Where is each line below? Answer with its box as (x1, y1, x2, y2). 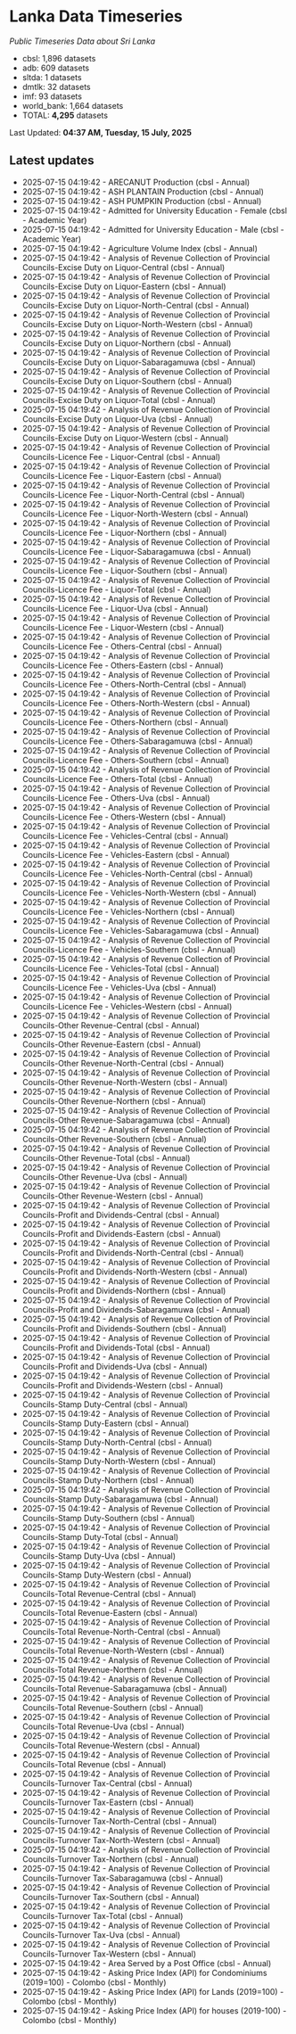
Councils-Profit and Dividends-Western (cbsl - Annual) (21, 1379, 224, 1390)
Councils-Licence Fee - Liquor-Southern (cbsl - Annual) (21, 564, 228, 576)
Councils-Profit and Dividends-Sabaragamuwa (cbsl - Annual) (21, 1304, 251, 1314)
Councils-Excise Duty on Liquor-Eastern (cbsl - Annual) (21, 281, 226, 292)
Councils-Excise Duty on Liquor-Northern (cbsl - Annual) (21, 337, 232, 349)
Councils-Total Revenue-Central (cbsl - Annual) (21, 1588, 197, 1599)
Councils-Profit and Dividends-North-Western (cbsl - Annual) (21, 1266, 248, 1277)
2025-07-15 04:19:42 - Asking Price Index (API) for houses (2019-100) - (21, 2005, 287, 2016)
